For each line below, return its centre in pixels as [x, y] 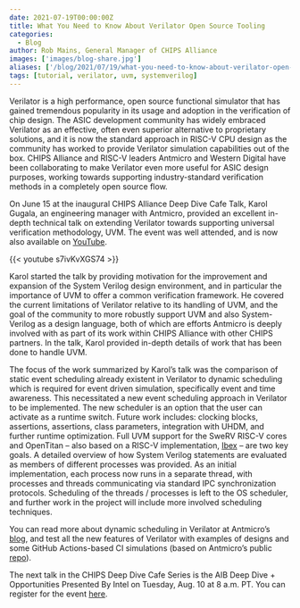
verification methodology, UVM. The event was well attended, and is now [144, 232]
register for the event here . [58, 594]
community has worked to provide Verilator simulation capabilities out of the [150, 148]
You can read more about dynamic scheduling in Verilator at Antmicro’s [140, 529]
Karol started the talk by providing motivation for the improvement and [138, 276]
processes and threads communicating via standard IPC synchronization [143, 483]
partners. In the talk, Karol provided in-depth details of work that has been [146, 342]
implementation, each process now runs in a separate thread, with [131, 473]
